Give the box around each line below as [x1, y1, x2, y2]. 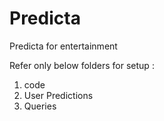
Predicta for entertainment [9, 40, 118, 52]
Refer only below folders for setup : [9, 59, 155, 71]
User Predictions [23, 89, 94, 101]
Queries [23, 100, 57, 112]
